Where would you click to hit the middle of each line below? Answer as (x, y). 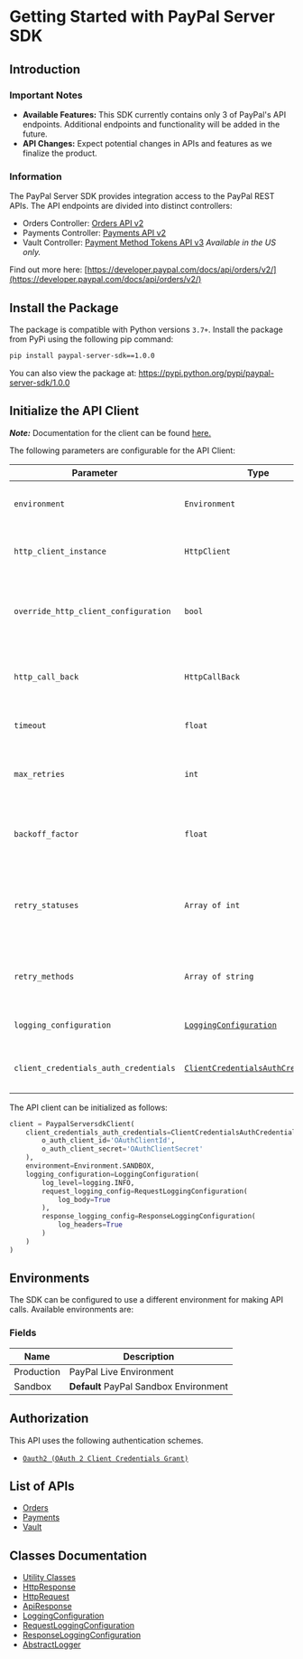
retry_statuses (46, 905)
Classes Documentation (78, 1555)
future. (35, 134)
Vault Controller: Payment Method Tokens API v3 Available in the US (149, 242)
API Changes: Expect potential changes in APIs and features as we (147, 143)
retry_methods (44, 976)
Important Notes (46, 95)
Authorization (49, 1419)
